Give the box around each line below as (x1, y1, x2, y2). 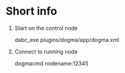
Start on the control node (14, 24, 78, 32)
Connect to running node (14, 47, 78, 55)
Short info (5, 4, 57, 18)
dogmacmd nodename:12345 (14, 60, 89, 67)
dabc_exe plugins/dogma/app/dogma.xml (14, 36, 120, 43)
